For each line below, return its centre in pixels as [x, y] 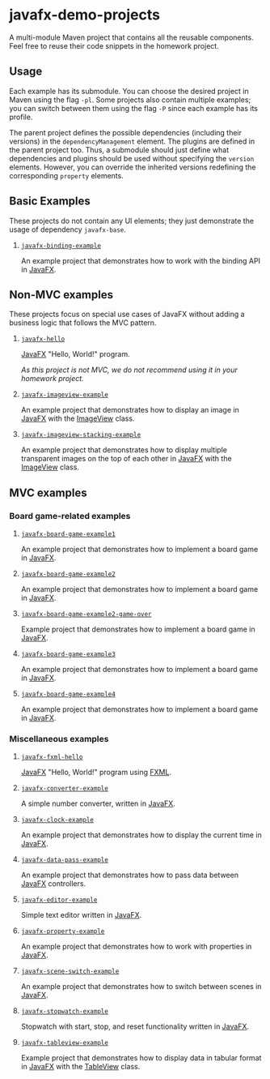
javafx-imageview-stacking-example [81, 435]
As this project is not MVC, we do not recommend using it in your [129, 370]
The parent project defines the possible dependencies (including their [125, 132]
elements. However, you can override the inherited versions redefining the [133, 167]
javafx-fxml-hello [52, 757]
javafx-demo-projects [85, 15]
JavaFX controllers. [53, 884]
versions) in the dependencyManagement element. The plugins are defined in [132, 141]
